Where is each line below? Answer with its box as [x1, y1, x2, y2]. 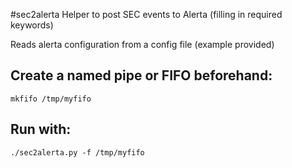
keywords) [10, 19, 54, 31]
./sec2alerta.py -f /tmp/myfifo [10, 147, 145, 158]
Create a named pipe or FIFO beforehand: [10, 67, 273, 84]
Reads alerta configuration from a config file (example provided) [10, 39, 275, 50]
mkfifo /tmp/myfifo [10, 94, 92, 104]
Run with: [10, 121, 72, 138]
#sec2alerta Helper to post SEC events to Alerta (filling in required [10, 9, 283, 20]
